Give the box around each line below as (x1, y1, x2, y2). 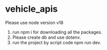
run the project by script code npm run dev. (12, 39, 102, 45)
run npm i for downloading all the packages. (12, 29, 103, 35)
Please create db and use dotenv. (12, 34, 81, 40)
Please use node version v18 (5, 20, 63, 25)
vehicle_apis (5, 3, 58, 15)
